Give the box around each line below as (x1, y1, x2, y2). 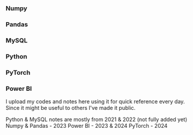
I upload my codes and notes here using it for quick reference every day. (5, 97, 185, 105)
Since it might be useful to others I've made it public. (5, 104, 136, 111)
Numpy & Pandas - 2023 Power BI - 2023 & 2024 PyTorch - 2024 (5, 122, 168, 129)
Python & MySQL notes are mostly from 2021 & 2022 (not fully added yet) (5, 115, 188, 123)
